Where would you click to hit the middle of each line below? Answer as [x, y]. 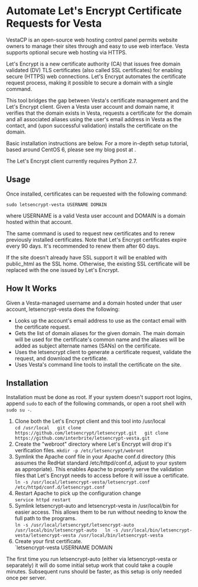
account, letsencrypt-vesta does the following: [63, 309]
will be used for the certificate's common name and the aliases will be [100, 339]
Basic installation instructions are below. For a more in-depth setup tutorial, [98, 143]
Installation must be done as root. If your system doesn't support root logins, [99, 397]
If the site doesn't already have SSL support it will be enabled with [87, 257]
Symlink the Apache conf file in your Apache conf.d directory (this [95, 457]
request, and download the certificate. [61, 358]
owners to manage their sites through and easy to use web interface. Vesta [98, 46]
